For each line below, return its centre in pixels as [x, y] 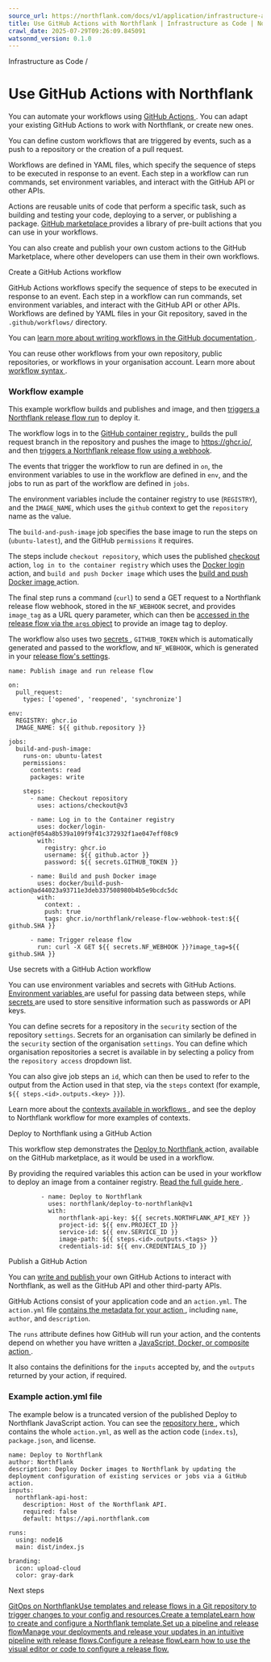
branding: [25, 1561]
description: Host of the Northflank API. [95, 1504]
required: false [50, 1512]
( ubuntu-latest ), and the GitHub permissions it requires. [101, 541]
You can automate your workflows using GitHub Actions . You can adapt [128, 116]
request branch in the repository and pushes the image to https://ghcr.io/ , [130, 442]
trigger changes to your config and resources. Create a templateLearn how [132, 1614]
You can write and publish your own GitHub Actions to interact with [120, 1277]
